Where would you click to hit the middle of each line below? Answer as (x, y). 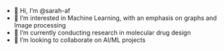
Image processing (40, 25)
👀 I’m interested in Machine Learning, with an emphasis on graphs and (115, 18)
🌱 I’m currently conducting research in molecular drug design (102, 32)
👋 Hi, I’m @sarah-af (42, 11)
